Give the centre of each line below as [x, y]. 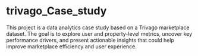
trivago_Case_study [56, 11]
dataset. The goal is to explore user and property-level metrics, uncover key [99, 33]
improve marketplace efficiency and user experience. [71, 46]
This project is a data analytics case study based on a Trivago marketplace [98, 27]
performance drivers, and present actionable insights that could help [90, 40]
